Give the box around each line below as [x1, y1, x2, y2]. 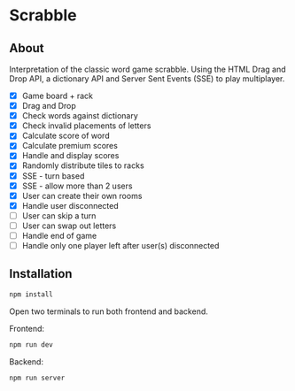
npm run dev [9, 340, 53, 349]
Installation [9, 266, 73, 281]
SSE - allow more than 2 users [21, 180, 133, 191]
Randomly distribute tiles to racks [21, 160, 144, 171]
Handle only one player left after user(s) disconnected [21, 240, 220, 250]
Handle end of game [21, 230, 97, 241]
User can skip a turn [21, 210, 97, 221]
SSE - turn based [21, 170, 85, 181]
